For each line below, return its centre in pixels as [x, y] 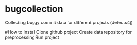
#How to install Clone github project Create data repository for [68, 32]
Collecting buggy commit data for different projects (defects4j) [69, 22]
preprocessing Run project [32, 37]
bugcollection [34, 9]
